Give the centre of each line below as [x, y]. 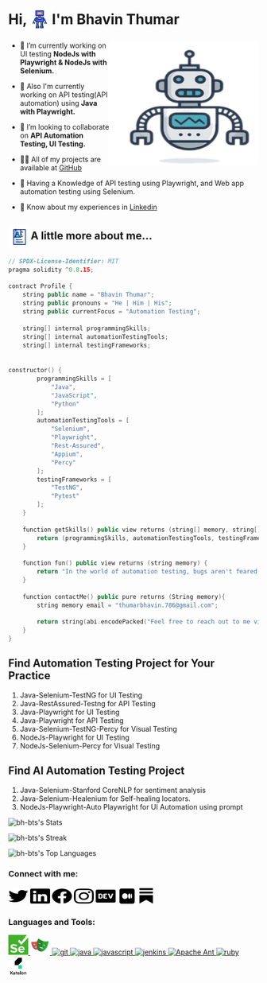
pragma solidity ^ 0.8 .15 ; [51, 270]
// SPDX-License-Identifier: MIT [64, 261]
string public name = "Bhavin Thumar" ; [89, 295]
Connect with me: [43, 873]
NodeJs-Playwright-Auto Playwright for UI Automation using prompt [131, 806]
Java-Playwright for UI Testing [70, 712]
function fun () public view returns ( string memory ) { [115, 563]
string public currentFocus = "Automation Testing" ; [112, 312]
